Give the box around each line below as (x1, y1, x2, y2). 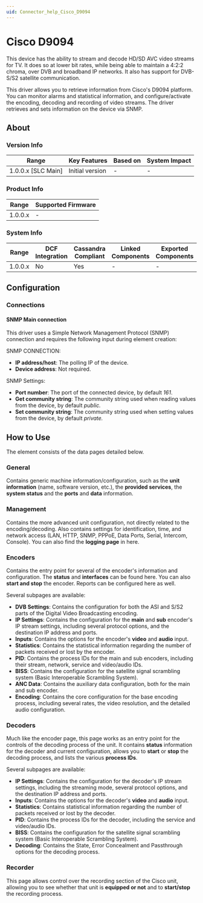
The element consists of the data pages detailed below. (6, 448, 144, 455)
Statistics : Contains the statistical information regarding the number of (14, 642, 192, 649)
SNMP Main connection (6, 316, 67, 323)
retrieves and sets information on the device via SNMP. (6, 105, 143, 112)
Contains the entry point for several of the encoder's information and (6, 567, 178, 575)
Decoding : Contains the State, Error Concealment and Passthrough (14, 842, 183, 849)
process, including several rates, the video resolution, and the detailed (14, 700, 190, 707)
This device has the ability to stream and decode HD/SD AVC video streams (6, 55, 195, 62)
